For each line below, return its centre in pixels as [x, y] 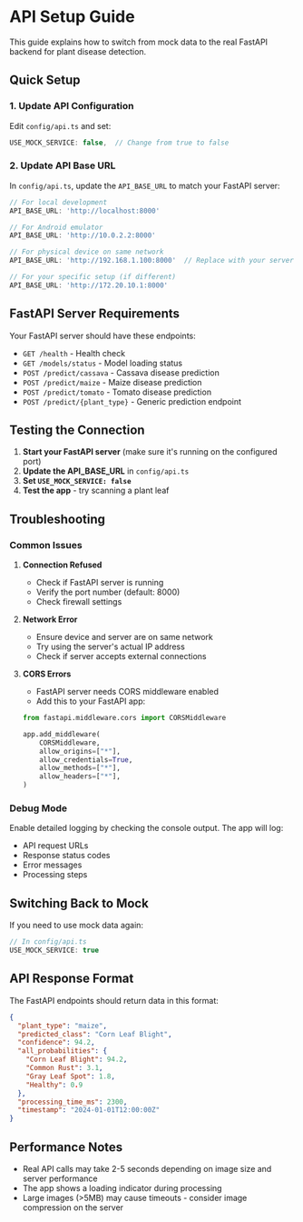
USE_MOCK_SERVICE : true [54, 951]
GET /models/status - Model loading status [103, 363]
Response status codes [66, 856]
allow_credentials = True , [86, 760]
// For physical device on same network [87, 252]
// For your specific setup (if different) [93, 277]
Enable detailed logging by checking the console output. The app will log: [147, 828]
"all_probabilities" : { [62, 1051]
